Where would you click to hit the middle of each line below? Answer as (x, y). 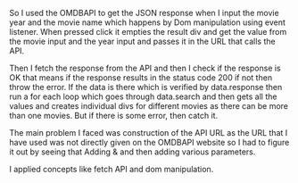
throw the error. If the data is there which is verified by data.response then (146, 87)
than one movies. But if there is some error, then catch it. (114, 116)
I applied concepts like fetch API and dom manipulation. (112, 169)
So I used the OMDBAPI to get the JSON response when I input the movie (144, 13)
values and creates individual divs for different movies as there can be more (149, 106)
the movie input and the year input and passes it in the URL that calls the (142, 41)
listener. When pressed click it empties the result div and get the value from (148, 32)
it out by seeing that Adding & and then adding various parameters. (132, 152)
